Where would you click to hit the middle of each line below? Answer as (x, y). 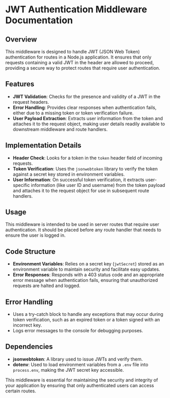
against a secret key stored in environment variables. (69, 174)
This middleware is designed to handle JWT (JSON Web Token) (73, 52)
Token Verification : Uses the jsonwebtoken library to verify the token (85, 168)
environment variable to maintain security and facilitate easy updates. (86, 269)
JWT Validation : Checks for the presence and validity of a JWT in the (87, 97)
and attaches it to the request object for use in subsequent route (81, 191)
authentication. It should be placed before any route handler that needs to (83, 230)
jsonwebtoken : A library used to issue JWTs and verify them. (78, 359)
